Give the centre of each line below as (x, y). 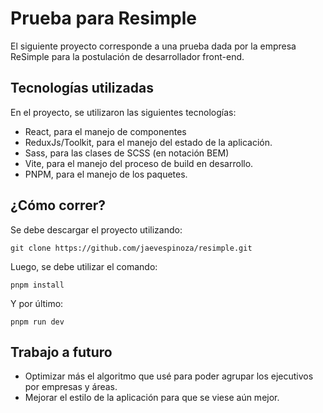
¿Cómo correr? (58, 205)
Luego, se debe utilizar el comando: (84, 266)
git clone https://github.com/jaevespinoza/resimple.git (131, 248)
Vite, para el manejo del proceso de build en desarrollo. (139, 163)
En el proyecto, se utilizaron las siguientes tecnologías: (123, 112)
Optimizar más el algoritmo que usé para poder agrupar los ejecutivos (169, 376)
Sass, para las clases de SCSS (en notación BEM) (127, 153)
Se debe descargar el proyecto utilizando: (96, 229)
